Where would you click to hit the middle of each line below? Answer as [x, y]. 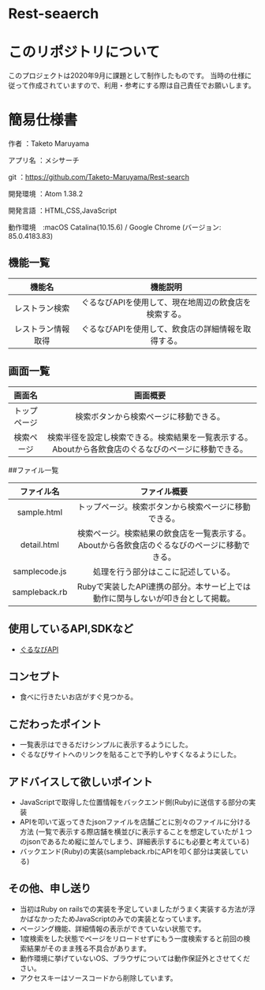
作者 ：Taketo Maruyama [49, 143]
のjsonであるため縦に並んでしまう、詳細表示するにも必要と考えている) [134, 841]
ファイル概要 [164, 491]
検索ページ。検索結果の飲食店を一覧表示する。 [164, 533]
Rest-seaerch [54, 14]
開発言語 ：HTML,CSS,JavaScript [62, 210]
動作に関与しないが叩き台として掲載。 [164, 598]
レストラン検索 [42, 308]
